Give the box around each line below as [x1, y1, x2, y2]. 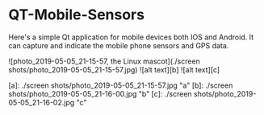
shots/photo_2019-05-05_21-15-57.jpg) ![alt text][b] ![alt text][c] [8, 64, 220, 74]
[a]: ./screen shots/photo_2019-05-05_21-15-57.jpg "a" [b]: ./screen [8, 80, 233, 90]
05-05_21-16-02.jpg [8, 97, 75, 107]
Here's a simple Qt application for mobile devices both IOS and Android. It [8, 32, 254, 42]
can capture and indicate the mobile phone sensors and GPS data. [8, 40, 229, 50]
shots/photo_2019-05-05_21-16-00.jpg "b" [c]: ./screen [8, 88, 192, 98]
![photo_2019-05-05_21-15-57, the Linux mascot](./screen [8, 56, 200, 66]
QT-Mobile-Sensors [8, 6, 145, 24]
